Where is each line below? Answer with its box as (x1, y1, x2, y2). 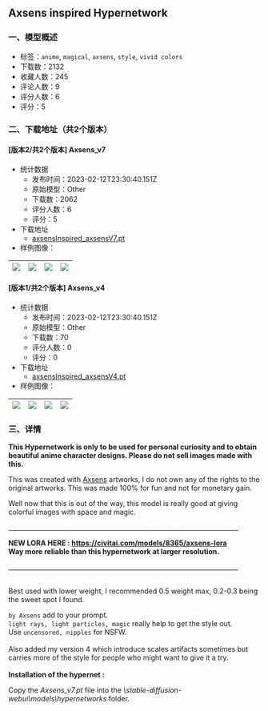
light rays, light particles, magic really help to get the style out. (8, 619, 233, 629)
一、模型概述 (8, 32, 58, 43)
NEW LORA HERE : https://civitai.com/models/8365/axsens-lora (8, 538, 227, 548)
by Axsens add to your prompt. (8, 610, 109, 620)
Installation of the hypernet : (8, 670, 106, 680)
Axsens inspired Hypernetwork (8, 6, 168, 20)
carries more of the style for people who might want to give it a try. (8, 653, 229, 663)
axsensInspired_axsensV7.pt (31, 233, 126, 243)
